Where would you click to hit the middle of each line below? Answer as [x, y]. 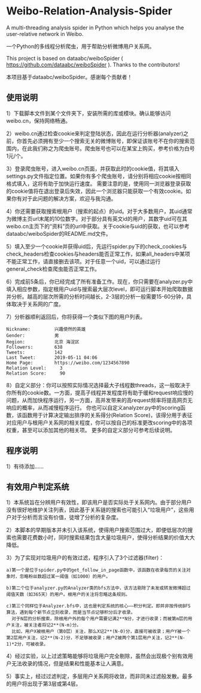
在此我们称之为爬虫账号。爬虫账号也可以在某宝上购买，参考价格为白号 [108, 148]
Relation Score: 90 [36, 373]
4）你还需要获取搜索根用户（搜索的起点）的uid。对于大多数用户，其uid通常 [99, 211]
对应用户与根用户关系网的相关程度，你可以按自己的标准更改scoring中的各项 [99, 423]
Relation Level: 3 [34, 368]
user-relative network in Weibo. [45, 34]
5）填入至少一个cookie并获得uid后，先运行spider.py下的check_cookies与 [97, 246]
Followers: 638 [34, 347]
